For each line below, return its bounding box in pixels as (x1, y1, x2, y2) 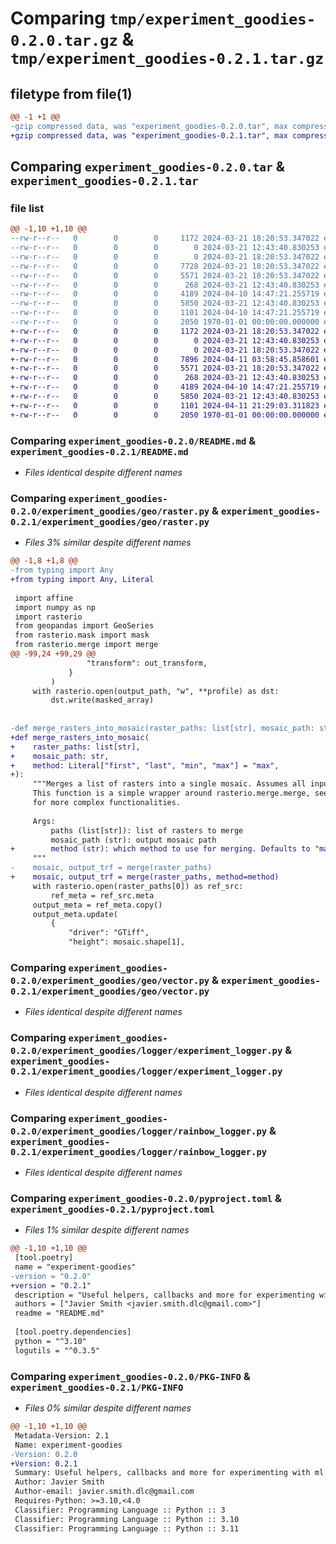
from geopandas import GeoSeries (14, 621, 155, 631)
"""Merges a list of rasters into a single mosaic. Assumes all (32, 779, 307, 789)
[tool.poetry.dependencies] (14, 1327, 132, 1337)
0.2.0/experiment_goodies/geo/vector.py (10, 975, 210, 986)
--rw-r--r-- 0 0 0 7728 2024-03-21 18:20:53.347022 (10, 261, 320, 271)
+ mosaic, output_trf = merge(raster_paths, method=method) (10, 872, 280, 882)
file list (10, 201, 45, 215)
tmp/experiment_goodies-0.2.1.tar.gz (10, 50, 325, 69)
